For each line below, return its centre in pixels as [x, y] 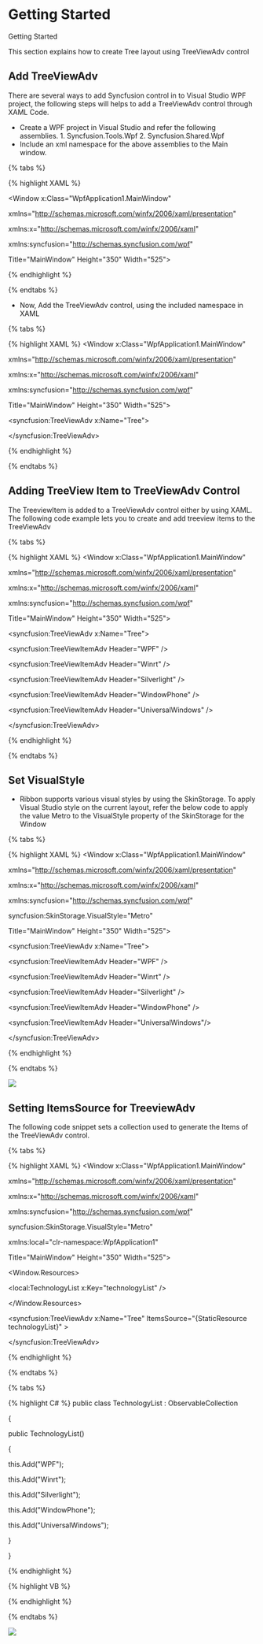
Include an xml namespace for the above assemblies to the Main [124, 144]
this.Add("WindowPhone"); [52, 1510]
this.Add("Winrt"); [37, 1479]
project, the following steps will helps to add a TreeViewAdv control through [130, 103]
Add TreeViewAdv [53, 76]
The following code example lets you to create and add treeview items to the [132, 518]
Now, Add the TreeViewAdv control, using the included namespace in [131, 305]
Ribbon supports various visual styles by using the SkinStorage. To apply [137, 799]
